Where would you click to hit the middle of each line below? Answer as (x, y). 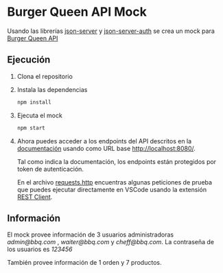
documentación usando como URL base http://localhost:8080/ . (106, 148)
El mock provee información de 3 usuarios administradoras (90, 235)
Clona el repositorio (45, 76)
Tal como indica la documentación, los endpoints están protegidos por (117, 161)
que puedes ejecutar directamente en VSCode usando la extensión (112, 189)
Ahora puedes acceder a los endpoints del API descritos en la (104, 141)
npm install (34, 102)
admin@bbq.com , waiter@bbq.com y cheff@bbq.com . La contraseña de (111, 242)
